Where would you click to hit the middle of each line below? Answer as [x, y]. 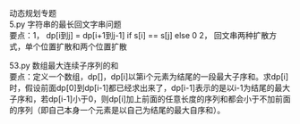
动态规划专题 [33, 13]
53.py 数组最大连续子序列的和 [64, 66]
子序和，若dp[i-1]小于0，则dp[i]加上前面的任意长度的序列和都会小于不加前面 [150, 99]
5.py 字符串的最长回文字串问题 [66, 24]
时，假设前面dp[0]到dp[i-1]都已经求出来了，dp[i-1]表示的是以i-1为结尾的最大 [150, 88]
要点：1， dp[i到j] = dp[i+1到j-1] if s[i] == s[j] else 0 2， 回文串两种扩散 [139, 35]
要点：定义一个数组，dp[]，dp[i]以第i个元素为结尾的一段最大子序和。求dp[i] [149, 77]
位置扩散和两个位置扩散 [83, 46]
